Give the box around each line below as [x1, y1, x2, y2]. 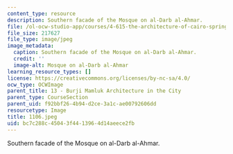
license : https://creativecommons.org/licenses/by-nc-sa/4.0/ [7, 74, 191, 82]
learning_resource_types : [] [7, 68, 92, 75]
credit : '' [13, 55, 45, 62]
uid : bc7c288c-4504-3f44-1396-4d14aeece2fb [7, 119, 135, 127]
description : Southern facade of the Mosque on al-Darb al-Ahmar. [7, 17, 203, 24]
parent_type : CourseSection [7, 94, 89, 101]
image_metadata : [7, 42, 54, 49]
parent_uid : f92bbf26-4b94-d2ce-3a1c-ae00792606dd [7, 101, 157, 108]
